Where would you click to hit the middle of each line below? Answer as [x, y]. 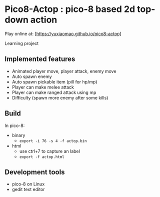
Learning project [22, 43]
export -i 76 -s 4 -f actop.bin [53, 141]
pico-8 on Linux [28, 184]
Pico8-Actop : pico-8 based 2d [70, 9]
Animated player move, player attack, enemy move [64, 71]
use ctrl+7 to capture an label [50, 151]
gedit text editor [28, 189]
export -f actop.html [42, 157]
